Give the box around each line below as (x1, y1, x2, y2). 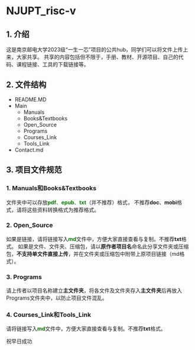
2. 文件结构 (6, 80, 47, 90)
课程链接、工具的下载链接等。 (16, 61, 89, 68)
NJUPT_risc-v (6, 4, 76, 18)
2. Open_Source (6, 221, 53, 229)
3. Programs (6, 272, 43, 281)
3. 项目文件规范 (6, 165, 62, 175)
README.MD (14, 96, 47, 103)
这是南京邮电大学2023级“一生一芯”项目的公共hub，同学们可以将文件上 (6, 46, 178, 53)
